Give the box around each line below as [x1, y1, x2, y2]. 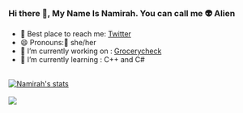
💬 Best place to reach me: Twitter [19, 29, 132, 39]
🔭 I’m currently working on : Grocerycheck [19, 46, 162, 56]
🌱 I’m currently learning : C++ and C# [19, 55, 146, 65]
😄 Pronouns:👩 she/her [19, 38, 97, 48]
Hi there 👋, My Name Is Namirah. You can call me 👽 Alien [8, 7, 236, 19]
